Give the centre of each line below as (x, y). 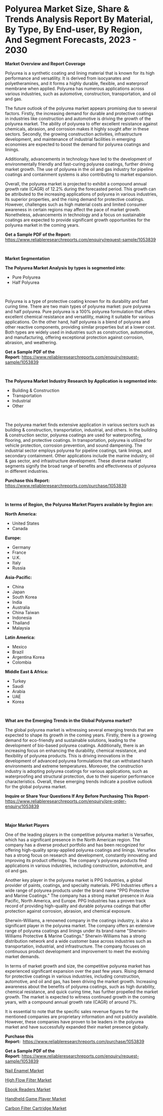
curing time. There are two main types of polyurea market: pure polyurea (78, 306)
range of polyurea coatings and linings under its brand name (65, 931)
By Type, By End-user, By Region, (74, 30)
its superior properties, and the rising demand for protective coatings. (75, 199)
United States (26, 523)
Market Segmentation (27, 258)
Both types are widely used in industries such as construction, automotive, (80, 332)
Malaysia (21, 628)
